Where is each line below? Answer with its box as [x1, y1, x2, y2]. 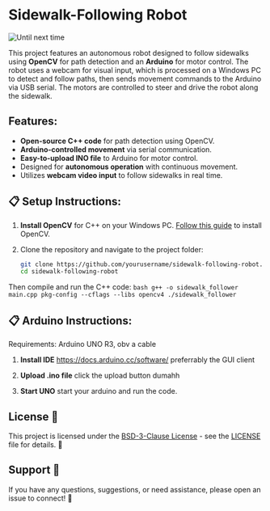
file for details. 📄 [8, 439, 63, 450]
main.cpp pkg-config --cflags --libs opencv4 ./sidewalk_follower [8, 291, 237, 299]
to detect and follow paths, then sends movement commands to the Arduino [8, 74, 262, 83]
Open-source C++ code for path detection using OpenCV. [19, 136, 215, 146]
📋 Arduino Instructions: [8, 314, 133, 327]
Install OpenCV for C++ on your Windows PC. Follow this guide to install [19, 220, 263, 230]
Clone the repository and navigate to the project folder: [19, 244, 204, 254]
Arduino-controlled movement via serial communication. [19, 144, 213, 154]
